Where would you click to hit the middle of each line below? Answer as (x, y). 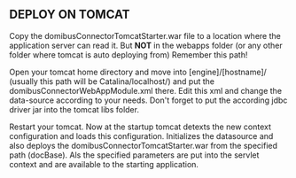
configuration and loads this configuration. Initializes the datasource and (141, 135)
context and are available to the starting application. (104, 164)
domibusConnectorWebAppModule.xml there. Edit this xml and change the (145, 90)
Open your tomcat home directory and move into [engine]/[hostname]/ (138, 72)
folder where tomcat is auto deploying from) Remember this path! (129, 54)
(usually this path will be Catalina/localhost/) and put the (112, 81)
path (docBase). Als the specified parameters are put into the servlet (134, 155)
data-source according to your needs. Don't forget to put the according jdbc (148, 100)
